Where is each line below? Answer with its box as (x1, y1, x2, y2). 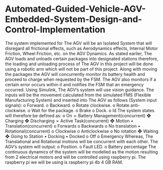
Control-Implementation (5, 24, 106, 35)
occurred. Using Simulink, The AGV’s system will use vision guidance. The (5, 87, 154, 93)
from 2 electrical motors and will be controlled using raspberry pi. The (5, 154, 146, 160)
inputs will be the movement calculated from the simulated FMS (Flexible (5, 92, 151, 98)
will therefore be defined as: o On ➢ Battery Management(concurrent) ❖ (5, 113, 151, 118)
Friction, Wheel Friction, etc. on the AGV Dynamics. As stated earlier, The (5, 50, 152, 57)
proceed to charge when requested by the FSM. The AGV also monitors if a (5, 76, 156, 82)
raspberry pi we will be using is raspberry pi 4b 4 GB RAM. (5, 159, 123, 165)
